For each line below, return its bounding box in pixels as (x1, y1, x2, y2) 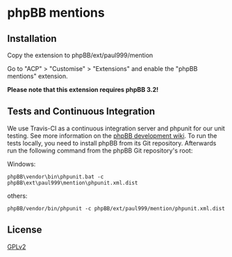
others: (7, 192, 28, 200)
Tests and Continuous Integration (7, 106, 156, 118)
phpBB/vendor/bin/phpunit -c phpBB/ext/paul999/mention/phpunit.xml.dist (7, 205, 226, 212)
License (7, 224, 42, 236)
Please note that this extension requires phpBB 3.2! (7, 86, 158, 93)
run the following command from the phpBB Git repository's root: (7, 146, 193, 155)
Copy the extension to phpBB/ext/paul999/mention (7, 51, 154, 59)
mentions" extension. (7, 72, 68, 80)
